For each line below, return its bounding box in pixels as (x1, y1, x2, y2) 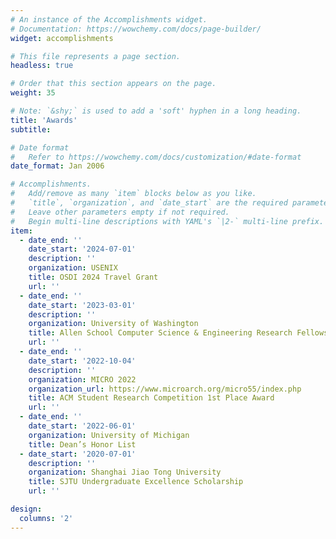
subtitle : (10, 124, 52, 135)
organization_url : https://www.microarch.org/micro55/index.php (28, 384, 302, 394)
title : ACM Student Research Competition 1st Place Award (28, 393, 275, 403)
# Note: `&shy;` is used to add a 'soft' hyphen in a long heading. (10, 106, 302, 116)
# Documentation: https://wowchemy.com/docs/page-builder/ (10, 24, 262, 34)
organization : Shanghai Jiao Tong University (28, 467, 222, 478)
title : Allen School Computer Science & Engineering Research (28, 328, 293, 338)
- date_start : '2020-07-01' (19, 449, 137, 459)
